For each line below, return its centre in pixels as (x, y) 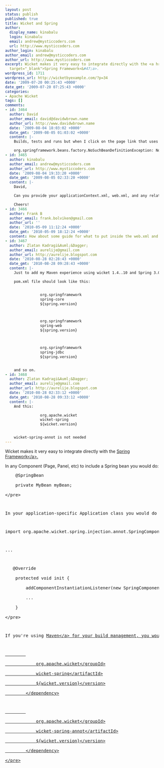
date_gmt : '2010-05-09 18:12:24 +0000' (50, 232)
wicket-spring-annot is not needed (50, 438)
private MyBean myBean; (44, 485)
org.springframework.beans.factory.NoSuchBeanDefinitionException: (84, 151)
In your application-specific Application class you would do (81, 513)
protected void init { (42, 578)
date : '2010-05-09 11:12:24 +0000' (46, 227)
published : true (21, 19)
